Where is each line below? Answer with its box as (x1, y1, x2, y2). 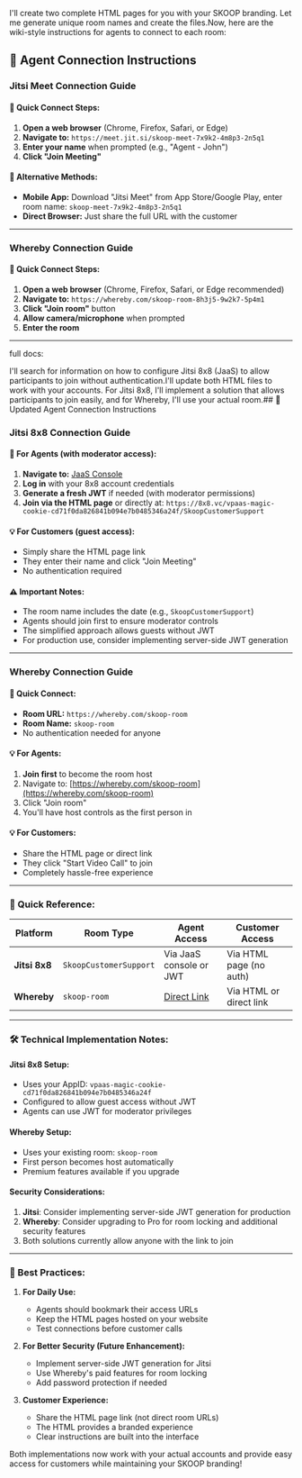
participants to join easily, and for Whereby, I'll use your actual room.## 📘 (9, 394, 281, 404)
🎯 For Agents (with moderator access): (9, 449, 157, 459)
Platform (14, 927, 53, 939)
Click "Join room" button (22, 303, 116, 313)
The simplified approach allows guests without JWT (22, 625, 215, 636)
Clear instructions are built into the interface (35, 1431, 200, 1442)
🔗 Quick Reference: (9, 898, 96, 911)
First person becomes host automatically (22, 1156, 173, 1167)
